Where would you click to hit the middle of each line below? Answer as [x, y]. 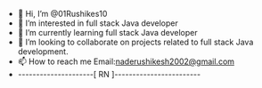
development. [43, 52]
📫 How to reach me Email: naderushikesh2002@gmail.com [126, 61]
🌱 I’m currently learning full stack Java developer [107, 32]
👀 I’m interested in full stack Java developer [98, 23]
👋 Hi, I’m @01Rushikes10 [62, 14]
